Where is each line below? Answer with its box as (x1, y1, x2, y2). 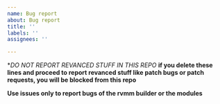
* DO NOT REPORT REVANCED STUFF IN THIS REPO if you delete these (7, 61, 213, 69)
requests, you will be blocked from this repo (7, 76, 137, 84)
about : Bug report (7, 17, 60, 24)
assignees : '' (7, 36, 49, 43)
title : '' (7, 23, 36, 30)
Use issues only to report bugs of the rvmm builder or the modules (7, 89, 203, 98)
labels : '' (7, 29, 39, 37)
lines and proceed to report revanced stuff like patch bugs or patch (7, 69, 205, 77)
